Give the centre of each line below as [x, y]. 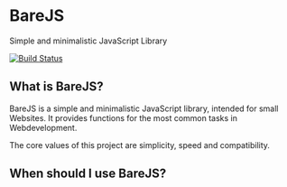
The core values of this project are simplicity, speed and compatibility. [140, 145]
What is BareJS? [56, 87]
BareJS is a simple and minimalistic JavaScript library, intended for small [144, 108]
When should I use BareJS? [88, 174]
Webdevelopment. [43, 127]
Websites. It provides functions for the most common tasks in [123, 117]
